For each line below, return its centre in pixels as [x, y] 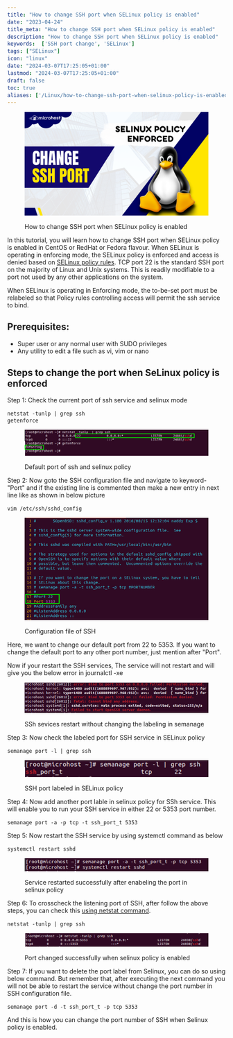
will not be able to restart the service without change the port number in [110, 986]
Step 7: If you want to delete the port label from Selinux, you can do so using [116, 971]
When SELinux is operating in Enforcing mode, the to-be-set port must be [112, 290]
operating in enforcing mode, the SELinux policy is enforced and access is [113, 255]
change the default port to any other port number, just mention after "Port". [114, 652]
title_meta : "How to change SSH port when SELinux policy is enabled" [111, 29]
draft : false [26, 80]
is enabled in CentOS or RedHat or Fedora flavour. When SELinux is [103, 247]
